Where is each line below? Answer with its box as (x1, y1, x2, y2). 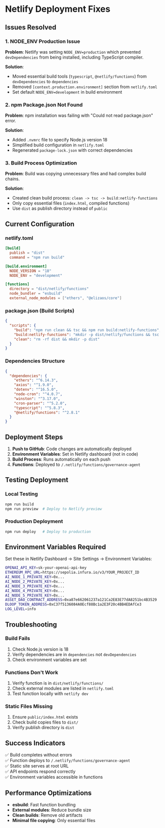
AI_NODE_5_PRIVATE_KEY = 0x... (5, 593, 65, 598)
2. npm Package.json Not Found (5, 101, 83, 108)
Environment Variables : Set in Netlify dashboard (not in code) (12, 451, 138, 457)
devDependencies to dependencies (12, 78, 79, 84)
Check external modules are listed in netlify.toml (12, 686, 114, 692)
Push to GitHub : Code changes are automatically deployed (12, 446, 132, 452)
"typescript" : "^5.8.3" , (14, 405, 65, 410)
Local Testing (5, 491, 38, 497)
